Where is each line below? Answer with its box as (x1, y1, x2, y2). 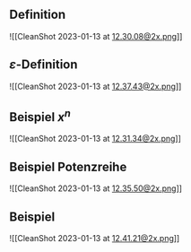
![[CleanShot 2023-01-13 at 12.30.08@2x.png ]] (9, 30, 183, 41)
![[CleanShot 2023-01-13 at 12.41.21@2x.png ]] (9, 233, 180, 244)
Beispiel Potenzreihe (9, 159, 127, 174)
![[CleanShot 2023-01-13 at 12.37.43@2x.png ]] (9, 81, 182, 91)
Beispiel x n (9, 107, 72, 125)
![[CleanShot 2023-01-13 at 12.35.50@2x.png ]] (9, 183, 182, 194)
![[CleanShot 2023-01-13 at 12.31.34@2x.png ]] (9, 134, 182, 144)
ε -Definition (9, 57, 78, 73)
